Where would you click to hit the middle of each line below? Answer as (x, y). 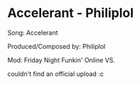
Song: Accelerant (33, 33)
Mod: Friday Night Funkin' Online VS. (61, 60)
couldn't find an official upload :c (56, 74)
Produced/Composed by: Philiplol (56, 46)
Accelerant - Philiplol (70, 13)
